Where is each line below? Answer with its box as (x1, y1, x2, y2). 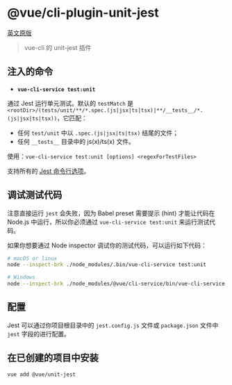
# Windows (7, 274, 36, 281)
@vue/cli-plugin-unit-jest (7, 5, 159, 21)
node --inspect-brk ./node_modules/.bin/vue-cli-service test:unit (7, 261, 207, 268)
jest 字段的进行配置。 (7, 329, 71, 338)
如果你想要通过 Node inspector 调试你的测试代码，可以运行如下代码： (7, 241, 207, 249)
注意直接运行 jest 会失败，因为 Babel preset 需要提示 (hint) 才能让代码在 (7, 208, 215, 217)
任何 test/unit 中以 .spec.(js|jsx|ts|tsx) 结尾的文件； (17, 129, 179, 137)
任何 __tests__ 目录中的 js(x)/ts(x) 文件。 (17, 137, 135, 145)
